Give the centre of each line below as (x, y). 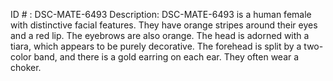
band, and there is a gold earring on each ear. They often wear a (166, 57)
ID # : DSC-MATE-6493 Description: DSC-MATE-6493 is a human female (161, 14)
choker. (26, 67)
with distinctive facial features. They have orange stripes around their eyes (164, 25)
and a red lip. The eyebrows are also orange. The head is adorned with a (160, 35)
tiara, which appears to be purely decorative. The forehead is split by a (156, 46)
